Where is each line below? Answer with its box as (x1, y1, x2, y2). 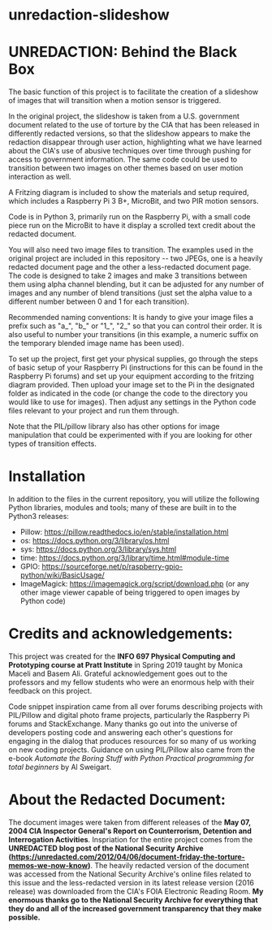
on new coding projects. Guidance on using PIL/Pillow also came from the (8, 745, 256, 755)
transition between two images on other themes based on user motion (8, 163, 244, 173)
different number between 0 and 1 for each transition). (8, 296, 189, 306)
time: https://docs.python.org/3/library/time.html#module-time (19, 553, 230, 563)
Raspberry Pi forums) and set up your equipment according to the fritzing (8, 371, 254, 381)
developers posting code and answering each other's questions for (8, 728, 234, 737)
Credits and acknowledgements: (8, 625, 233, 643)
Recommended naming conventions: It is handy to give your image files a (8, 313, 254, 322)
